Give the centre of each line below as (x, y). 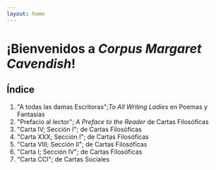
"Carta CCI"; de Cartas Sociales (63, 159)
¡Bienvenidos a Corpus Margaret (104, 48)
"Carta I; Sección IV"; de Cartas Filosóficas (79, 152)
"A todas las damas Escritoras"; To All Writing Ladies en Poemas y (112, 107)
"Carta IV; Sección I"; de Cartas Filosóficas (79, 129)
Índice (20, 90)
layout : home (26, 14)
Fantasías (31, 114)
